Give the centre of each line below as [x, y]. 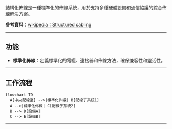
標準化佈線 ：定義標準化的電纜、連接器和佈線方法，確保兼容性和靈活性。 [89, 60]
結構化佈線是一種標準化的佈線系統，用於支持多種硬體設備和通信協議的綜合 [84, 7]
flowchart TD [19, 95]
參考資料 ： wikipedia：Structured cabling [48, 25]
